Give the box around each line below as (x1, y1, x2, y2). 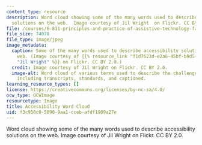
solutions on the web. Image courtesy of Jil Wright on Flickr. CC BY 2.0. (6, 132, 183, 139)
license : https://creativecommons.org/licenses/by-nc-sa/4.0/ (6, 87, 165, 93)
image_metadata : (6, 43, 47, 49)
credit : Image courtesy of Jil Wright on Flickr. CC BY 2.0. (11, 64, 168, 71)
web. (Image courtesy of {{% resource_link (17, 53, 128, 59)
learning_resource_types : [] (6, 81, 79, 87)
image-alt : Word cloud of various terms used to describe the (11, 70, 171, 76)
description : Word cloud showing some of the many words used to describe (6, 14, 198, 20)
